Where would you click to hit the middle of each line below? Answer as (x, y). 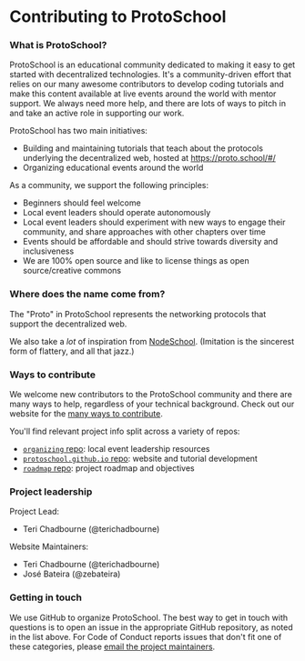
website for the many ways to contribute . (86, 414)
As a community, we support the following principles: (109, 185)
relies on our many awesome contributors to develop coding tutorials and (147, 85)
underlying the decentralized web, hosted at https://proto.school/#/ (149, 158)
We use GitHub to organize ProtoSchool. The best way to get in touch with (149, 617)
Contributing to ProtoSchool (118, 17)
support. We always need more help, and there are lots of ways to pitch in (148, 104)
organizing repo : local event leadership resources (116, 449)
